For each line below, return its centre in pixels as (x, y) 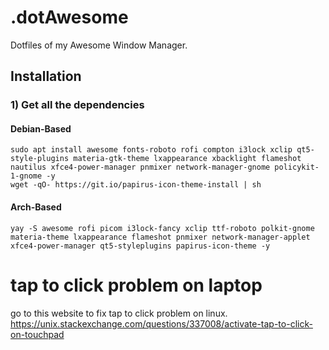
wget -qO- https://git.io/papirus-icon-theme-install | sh (136, 185)
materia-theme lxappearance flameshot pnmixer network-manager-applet (160, 237)
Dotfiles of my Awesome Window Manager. (99, 45)
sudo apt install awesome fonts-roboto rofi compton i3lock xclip (151, 150)
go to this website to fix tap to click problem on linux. (119, 313)
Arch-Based (36, 207)
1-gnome (26, 176)
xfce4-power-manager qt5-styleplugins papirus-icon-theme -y (140, 246)
